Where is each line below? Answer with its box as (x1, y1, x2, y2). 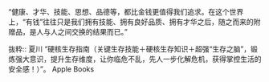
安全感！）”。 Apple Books (8, 64, 95, 74)
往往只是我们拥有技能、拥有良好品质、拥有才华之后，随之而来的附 (43, 17, 261, 27)
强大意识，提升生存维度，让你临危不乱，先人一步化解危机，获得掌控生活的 (14, 55, 262, 64)
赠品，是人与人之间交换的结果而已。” (8, 27, 128, 36)
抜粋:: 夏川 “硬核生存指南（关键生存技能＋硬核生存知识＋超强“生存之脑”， (8, 44, 251, 54)
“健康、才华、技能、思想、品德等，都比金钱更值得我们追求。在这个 (8, 7, 230, 16)
